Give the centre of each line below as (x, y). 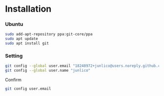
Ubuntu (14, 24)
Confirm (13, 80)
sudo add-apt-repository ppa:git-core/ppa (49, 34)
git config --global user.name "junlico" (48, 71)
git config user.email (28, 89)
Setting (14, 56)
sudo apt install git (27, 43)
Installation (28, 9)
